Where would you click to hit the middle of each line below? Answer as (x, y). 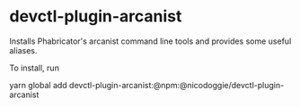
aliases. (23, 50)
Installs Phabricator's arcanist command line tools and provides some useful (150, 41)
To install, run (35, 68)
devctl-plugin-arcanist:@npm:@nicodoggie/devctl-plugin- (176, 85)
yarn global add (38, 85)
